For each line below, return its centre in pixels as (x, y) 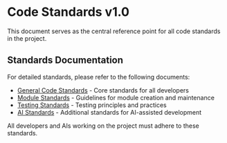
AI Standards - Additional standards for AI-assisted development (109, 112)
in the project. (27, 38)
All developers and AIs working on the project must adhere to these (103, 126)
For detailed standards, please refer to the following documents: (99, 77)
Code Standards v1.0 (69, 12)
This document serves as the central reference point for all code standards (114, 31)
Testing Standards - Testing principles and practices (92, 105)
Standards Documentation (65, 60)
